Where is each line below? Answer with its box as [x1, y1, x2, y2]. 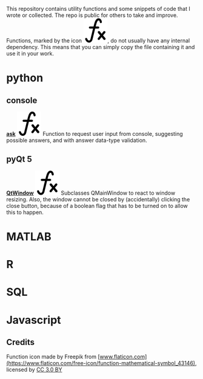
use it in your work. [6, 50, 55, 57]
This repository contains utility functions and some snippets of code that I [6, 5, 191, 12]
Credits [6, 337, 35, 347]
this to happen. [6, 209, 44, 216]
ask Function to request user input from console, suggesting [6, 130, 183, 137]
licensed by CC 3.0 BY [6, 366, 62, 374]
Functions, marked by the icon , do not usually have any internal [6, 37, 190, 44]
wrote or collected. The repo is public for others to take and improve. [6, 12, 178, 19]
